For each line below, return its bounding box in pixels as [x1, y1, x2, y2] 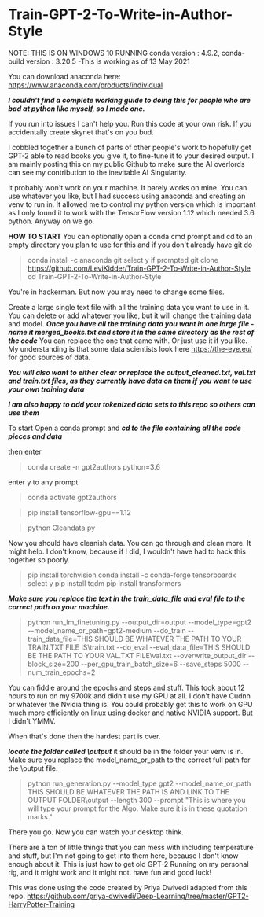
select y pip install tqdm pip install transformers [27, 578, 181, 587]
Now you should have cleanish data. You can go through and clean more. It [8, 538, 251, 547]
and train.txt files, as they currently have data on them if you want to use [8, 376, 253, 385]
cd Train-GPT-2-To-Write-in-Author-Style [27, 271, 162, 281]
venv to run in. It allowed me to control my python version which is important [8, 199, 256, 209]
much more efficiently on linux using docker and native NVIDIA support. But [8, 708, 253, 717]
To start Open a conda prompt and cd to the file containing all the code [8, 423, 242, 433]
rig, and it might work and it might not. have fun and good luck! [8, 867, 212, 877]
